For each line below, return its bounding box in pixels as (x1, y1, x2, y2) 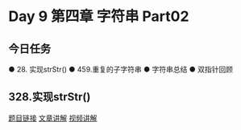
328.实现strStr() (8, 90, 91, 104)
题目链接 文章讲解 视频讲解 (8, 113, 98, 123)
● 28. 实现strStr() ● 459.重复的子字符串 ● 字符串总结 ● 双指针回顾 (8, 65, 234, 74)
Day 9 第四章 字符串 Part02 (8, 7, 189, 26)
